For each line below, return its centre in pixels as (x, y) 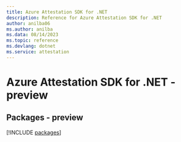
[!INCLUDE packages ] (34, 132)
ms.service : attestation (38, 52)
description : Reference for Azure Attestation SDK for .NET (84, 18)
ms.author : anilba (30, 29)
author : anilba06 (28, 23)
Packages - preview (45, 118)
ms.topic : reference (33, 40)
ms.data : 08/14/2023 (33, 35)
